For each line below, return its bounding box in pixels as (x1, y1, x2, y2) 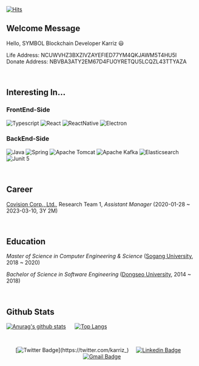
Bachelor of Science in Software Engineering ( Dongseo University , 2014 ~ (6, 271, 192, 278)
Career (6, 185, 33, 195)
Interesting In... (6, 87, 66, 97)
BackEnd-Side (6, 135, 50, 143)
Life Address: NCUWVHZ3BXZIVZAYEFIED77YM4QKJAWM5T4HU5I (6, 51, 177, 58)
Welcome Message (6, 23, 81, 33)
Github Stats (6, 306, 55, 317)
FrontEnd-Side (6, 105, 50, 114)
